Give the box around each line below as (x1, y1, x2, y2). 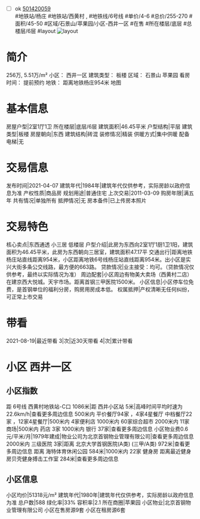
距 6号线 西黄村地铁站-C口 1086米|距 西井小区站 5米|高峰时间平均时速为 (6, 403, 183, 410)
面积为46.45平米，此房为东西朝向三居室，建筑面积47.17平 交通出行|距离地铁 (6, 248, 193, 256)
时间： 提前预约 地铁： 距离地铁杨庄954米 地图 (6, 79, 121, 86)
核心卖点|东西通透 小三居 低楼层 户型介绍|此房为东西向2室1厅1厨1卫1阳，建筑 (6, 241, 193, 248)
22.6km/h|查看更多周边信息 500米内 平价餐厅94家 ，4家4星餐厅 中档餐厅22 (6, 410, 192, 417)
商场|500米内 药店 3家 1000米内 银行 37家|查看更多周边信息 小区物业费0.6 (6, 425, 189, 432)
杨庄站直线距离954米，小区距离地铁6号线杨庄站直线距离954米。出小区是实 (6, 256, 191, 263)
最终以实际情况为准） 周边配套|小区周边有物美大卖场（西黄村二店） (26, 271, 193, 278)
